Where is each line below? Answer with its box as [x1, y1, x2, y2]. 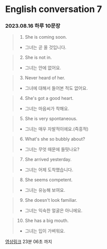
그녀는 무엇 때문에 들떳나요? [24, 147, 80, 153]
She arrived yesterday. [24, 157, 71, 163]
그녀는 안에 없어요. [24, 65, 61, 71]
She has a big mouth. [24, 217, 69, 224]
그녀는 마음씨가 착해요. [24, 105, 69, 111]
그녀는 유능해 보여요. [24, 187, 65, 193]
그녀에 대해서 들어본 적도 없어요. [24, 85, 88, 91]
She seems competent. [24, 177, 73, 183]
